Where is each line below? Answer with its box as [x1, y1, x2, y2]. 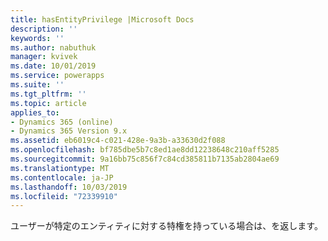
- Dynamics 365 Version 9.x [10, 126, 128, 136]
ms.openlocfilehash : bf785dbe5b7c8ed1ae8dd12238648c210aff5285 [10, 145, 280, 155]
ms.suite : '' [10, 80, 65, 90]
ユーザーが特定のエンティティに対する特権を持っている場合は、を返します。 [10, 220, 323, 232]
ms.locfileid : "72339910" [10, 191, 118, 201]
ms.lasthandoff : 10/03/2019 [10, 182, 128, 192]
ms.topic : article [10, 98, 87, 108]
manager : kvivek [10, 52, 78, 62]
